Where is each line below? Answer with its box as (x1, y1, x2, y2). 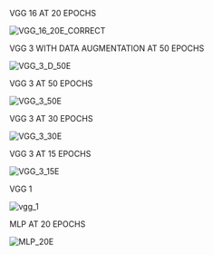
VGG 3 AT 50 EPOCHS (9, 78, 93, 89)
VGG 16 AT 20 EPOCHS (9, 8, 97, 18)
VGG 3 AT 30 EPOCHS (9, 113, 93, 123)
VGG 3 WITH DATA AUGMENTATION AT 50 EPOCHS (9, 43, 205, 54)
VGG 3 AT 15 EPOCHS (9, 149, 92, 159)
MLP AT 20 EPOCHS (9, 219, 86, 230)
